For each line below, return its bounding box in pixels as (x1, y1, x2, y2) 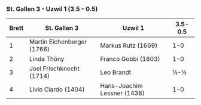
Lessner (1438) (100, 89, 145, 97)
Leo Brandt (100, 68, 132, 76)
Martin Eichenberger (29, 38, 87, 46)
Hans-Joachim (100, 82, 143, 90)
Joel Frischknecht (29, 64, 80, 73)
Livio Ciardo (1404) (29, 85, 85, 94)
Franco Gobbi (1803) (100, 55, 160, 63)
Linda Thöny (29, 55, 65, 63)
